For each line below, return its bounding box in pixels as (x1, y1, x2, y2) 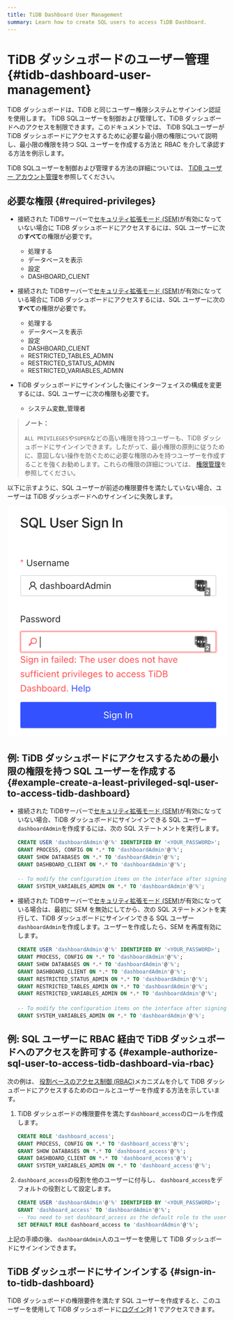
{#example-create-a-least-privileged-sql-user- (7, 776, 219, 788)
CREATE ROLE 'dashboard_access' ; (17, 1133, 115, 1139)
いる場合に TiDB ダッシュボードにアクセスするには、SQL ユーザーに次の (17, 296, 225, 304)
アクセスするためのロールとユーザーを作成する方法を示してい (37, 1086, 214, 1094)
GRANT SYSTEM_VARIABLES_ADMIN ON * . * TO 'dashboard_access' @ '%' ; (17, 1162, 211, 1169)
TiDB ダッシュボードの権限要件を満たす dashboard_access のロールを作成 (17, 1109, 224, 1118)
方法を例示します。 (13, 149, 68, 158)
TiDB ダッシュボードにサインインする (7, 1266, 169, 1278)
